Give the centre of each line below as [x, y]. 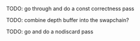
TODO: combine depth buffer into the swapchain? [68, 20]
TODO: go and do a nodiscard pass [50, 31]
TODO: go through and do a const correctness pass [70, 9]
